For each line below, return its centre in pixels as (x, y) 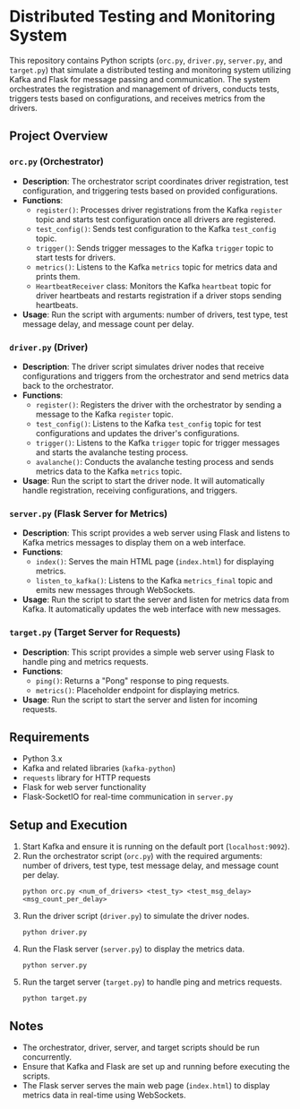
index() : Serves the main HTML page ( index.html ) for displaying (155, 562)
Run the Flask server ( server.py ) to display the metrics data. (133, 949)
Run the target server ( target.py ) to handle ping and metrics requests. (152, 982)
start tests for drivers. (76, 257)
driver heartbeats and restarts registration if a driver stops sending (159, 295)
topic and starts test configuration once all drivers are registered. (155, 219)
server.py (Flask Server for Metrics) (89, 513)
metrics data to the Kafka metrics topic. (109, 471)
